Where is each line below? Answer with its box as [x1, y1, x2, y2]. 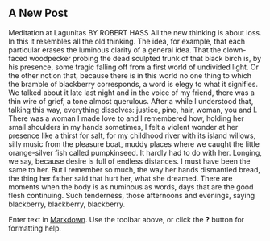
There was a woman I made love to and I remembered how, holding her [8, 113, 244, 123]
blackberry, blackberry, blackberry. [8, 199, 126, 209]
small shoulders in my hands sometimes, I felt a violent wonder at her [8, 122, 239, 131]
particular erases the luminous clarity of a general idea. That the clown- [8, 44, 247, 55]
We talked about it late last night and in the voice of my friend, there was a [8, 88, 255, 98]
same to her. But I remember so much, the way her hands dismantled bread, [8, 164, 260, 174]
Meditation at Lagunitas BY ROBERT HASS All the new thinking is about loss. [8, 27, 262, 37]
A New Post [8, 6, 69, 20]
